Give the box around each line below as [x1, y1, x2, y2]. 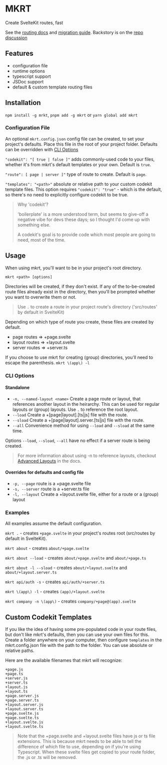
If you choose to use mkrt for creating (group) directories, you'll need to [5, 354, 153, 360]
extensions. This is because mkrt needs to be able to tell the [17, 738, 141, 744]
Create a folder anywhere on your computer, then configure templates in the [5, 637, 162, 643]
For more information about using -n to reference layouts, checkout [17, 453, 156, 459]
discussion [5, 35, 27, 41]
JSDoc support [12, 78, 44, 84]
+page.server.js [5, 694, 39, 699]
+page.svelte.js [5, 711, 39, 716]
